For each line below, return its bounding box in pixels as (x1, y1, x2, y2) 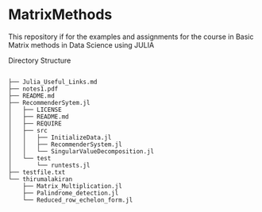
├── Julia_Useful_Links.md (8, 78, 98, 86)
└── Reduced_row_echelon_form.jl (22, 196, 133, 204)
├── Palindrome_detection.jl (22, 189, 119, 197)
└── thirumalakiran (8, 175, 73, 183)
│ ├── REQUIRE (8, 119, 62, 128)
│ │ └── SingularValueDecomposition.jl (8, 147, 155, 156)
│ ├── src (8, 126, 48, 134)
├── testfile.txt (8, 168, 66, 176)
